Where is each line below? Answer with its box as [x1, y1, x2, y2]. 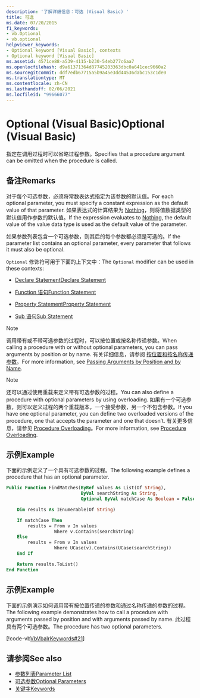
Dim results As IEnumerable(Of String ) [17, 507, 116, 513]
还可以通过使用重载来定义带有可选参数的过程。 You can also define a [6, 388, 174, 395]
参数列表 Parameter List [14, 670, 72, 678]
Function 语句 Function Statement [14, 288, 96, 295]
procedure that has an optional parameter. [6, 473, 110, 480]
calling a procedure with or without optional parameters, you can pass [6, 343, 178, 351]
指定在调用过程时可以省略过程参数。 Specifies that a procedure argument [6, 150, 185, 158]
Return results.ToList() [17, 561, 79, 567]
